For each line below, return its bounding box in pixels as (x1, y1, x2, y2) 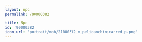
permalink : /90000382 (5, 12, 50, 17)
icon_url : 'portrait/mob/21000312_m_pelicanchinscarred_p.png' (5, 30, 138, 35)
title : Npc (5, 21, 28, 25)
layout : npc (5, 7, 30, 12)
